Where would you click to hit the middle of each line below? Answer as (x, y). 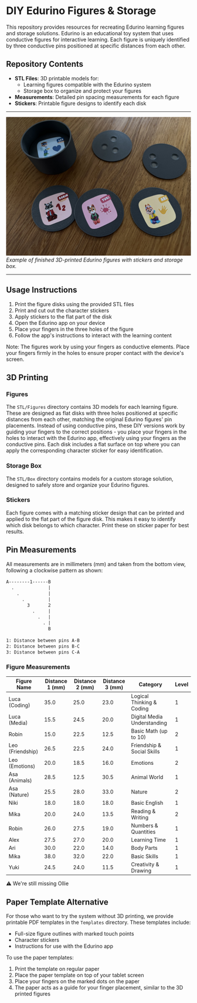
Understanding (149, 723)
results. (15, 531)
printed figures (33, 994)
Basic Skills (145, 856)
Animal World (147, 777)
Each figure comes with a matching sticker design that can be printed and (95, 513)
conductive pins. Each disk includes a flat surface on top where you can (93, 445)
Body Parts (144, 848)
